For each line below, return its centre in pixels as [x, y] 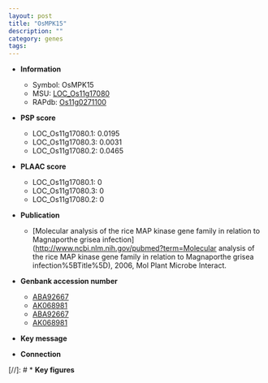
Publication [40, 215]
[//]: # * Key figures [41, 370]
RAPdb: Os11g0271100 [69, 102]
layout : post [30, 16]
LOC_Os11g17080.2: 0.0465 [78, 151]
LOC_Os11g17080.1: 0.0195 [76, 134]
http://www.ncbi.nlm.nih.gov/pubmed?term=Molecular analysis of [145, 248]
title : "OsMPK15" [38, 24]
